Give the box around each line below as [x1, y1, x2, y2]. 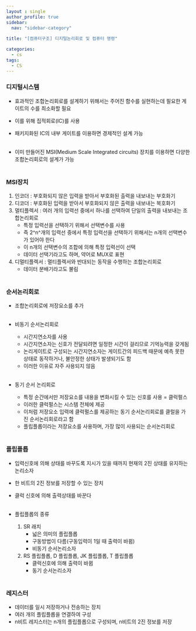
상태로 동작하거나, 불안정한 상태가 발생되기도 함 [23, 355, 132, 362]
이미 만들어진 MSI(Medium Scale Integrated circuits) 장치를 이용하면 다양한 [14, 148, 190, 155]
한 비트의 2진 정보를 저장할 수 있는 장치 [14, 479, 104, 486]
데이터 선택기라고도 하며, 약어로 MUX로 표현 [23, 251, 125, 258]
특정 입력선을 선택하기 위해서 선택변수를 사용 [23, 222, 125, 229]
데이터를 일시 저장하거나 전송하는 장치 [14, 603, 101, 611]
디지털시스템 [6, 83, 40, 91]
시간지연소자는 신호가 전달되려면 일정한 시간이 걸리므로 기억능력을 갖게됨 [23, 341, 190, 348]
